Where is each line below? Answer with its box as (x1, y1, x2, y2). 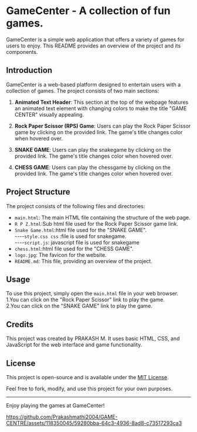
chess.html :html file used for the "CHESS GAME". (14, 245, 134, 252)
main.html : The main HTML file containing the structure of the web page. (14, 214, 191, 221)
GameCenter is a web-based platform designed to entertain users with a (6, 81, 181, 88)
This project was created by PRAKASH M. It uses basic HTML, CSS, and (6, 335, 180, 342)
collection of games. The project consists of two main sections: (6, 87, 159, 94)
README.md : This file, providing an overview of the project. (14, 257, 152, 264)
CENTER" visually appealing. (14, 111, 84, 118)
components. (6, 48, 38, 55)
